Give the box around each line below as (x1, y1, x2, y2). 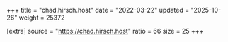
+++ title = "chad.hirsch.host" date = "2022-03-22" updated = (6, 6, 189, 14)
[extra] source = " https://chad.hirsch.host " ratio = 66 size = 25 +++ (6, 27, 204, 35)
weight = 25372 (18, 13, 65, 22)
